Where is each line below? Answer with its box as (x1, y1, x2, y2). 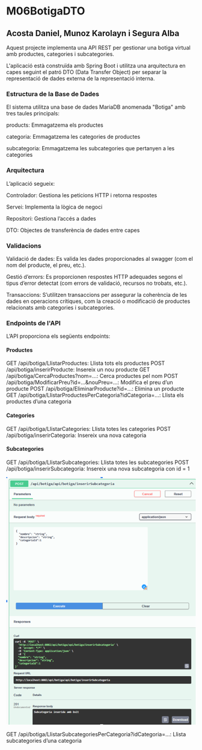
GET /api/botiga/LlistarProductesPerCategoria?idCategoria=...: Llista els (6, 392, 185, 399)
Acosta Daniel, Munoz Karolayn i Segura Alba (6, 28, 180, 38)
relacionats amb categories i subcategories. (6, 303, 115, 311)
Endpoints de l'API (6, 319, 61, 327)
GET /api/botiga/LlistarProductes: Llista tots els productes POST (6, 359, 165, 367)
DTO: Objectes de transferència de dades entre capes (6, 227, 140, 234)
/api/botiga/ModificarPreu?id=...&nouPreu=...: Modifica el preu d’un (6, 379, 173, 386)
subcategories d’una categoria (6, 737, 82, 745)
